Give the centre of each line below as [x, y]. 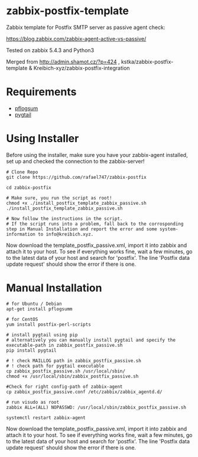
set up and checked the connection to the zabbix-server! [75, 161]
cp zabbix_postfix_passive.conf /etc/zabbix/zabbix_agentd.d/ [84, 392]
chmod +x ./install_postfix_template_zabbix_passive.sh [76, 203]
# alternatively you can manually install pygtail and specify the [91, 340]
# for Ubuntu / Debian [34, 304]
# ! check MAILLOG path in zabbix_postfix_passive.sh [74, 361]
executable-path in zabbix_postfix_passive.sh [64, 345]
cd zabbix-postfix [29, 188]
